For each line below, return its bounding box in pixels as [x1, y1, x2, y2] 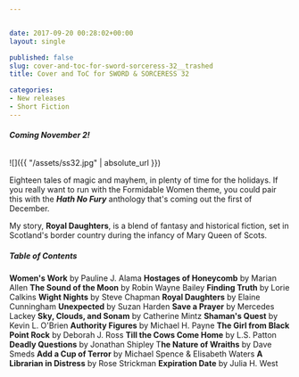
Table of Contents [9, 250, 78, 261]
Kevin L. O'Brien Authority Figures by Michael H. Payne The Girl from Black [9, 320, 290, 331]
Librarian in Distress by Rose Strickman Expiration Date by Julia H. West [9, 357, 278, 368]
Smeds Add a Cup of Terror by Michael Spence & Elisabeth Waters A [9, 348, 263, 359]
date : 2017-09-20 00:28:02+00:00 [9, 29, 134, 37]
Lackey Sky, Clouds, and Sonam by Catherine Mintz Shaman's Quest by [9, 310, 278, 321]
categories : [9, 86, 54, 94]
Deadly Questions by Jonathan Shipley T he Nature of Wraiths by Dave [9, 339, 272, 349]
